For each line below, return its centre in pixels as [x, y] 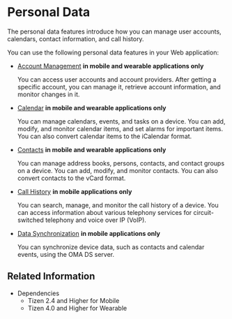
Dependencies [38, 293]
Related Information [51, 276]
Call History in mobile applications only [75, 191]
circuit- [204, 212]
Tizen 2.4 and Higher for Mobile [74, 300]
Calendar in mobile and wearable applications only [92, 107]
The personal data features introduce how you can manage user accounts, [114, 31]
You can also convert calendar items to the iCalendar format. [105, 136]
